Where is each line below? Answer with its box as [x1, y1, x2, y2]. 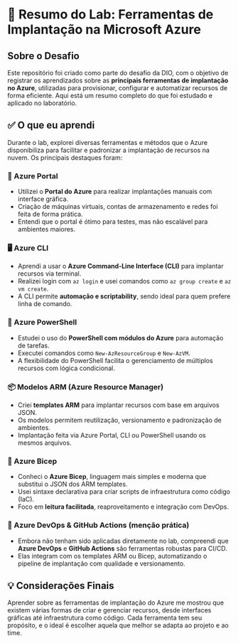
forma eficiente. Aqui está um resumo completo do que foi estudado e [7, 92, 213, 99]
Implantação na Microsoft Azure [7, 21, 201, 38]
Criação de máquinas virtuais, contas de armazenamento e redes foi [17, 202, 218, 211]
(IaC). [17, 495, 34, 504]
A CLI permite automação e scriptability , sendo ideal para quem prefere [17, 292, 231, 301]
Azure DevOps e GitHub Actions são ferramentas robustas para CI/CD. [17, 544, 227, 553]
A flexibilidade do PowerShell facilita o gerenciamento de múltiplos [17, 356, 213, 364]
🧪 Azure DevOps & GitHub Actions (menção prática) [7, 520, 190, 530]
